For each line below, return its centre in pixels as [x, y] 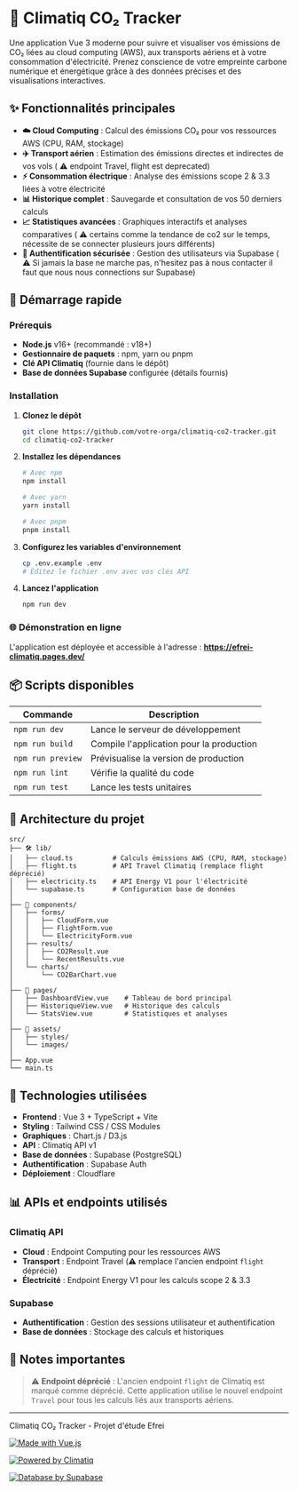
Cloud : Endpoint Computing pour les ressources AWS [122, 1251]
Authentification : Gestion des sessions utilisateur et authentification [148, 1322]
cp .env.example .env [62, 563]
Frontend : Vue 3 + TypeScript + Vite [90, 1117]
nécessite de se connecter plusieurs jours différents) [118, 243]
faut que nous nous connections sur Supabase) [109, 272]
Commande [48, 714]
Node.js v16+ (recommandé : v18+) [87, 345]
